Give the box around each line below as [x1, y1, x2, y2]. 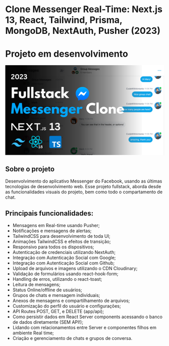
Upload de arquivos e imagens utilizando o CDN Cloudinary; [12, 266, 138, 272]
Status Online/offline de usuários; [12, 287, 82, 293]
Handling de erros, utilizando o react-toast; [12, 276, 102, 282]
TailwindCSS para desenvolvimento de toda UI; [12, 233, 110, 239]
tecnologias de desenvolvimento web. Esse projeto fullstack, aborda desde [5, 184, 161, 190]
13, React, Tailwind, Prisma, [5, 14, 123, 26]
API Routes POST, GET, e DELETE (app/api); [12, 309, 104, 315]
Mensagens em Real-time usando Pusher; [12, 223, 100, 229]
